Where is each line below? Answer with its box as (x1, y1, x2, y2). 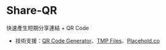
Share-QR (6, 4, 57, 17)
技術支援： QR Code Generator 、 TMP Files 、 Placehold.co (15, 37, 160, 44)
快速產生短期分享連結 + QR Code (6, 24, 90, 31)
